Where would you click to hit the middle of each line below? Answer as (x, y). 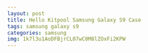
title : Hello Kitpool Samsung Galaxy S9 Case (74, 20)
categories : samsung (37, 33)
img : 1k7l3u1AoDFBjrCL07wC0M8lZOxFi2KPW (67, 39)
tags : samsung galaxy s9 (43, 26)
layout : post (26, 13)
